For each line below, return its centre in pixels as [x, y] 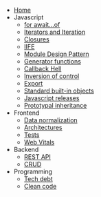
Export [33, 83]
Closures [36, 39]
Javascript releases [52, 98]
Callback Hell [43, 69]
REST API [37, 157]
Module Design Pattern [56, 54]
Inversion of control [52, 76]
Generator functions [52, 61]
